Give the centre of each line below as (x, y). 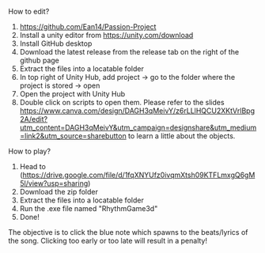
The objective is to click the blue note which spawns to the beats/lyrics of (128, 232)
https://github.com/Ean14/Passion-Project (88, 26)
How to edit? (29, 11)
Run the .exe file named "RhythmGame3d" (89, 208)
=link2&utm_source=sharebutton (73, 136)
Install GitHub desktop (56, 43)
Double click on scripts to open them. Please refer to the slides (122, 102)
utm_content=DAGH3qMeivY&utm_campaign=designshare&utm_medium (138, 127)
